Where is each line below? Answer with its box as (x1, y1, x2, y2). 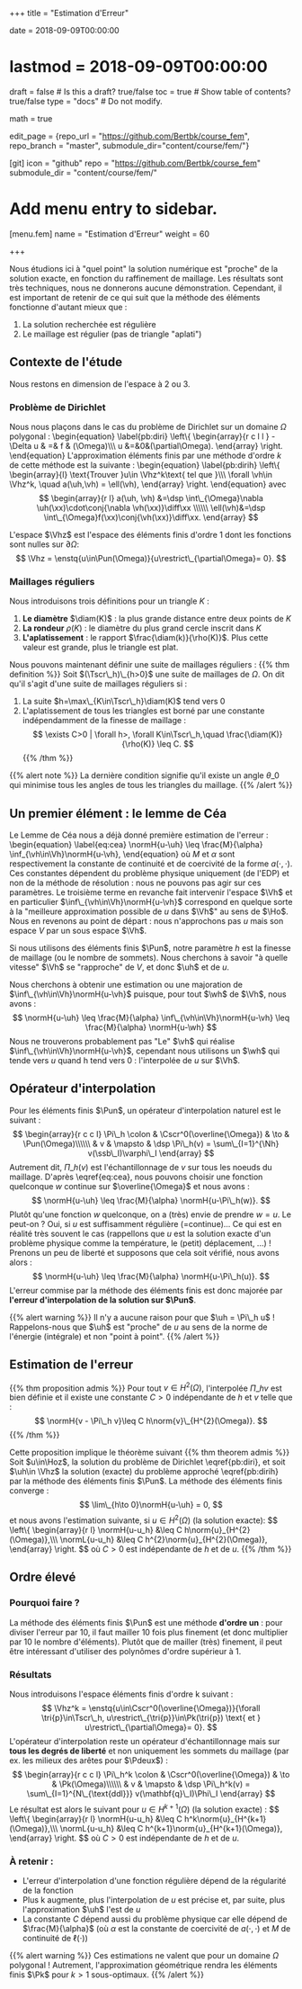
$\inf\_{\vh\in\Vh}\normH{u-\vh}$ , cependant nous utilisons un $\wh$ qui (9, 1045, 280, 1056)
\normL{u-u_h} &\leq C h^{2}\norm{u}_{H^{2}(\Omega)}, (59, 1534, 268, 1546)
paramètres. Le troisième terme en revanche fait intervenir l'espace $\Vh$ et (9, 887, 293, 898)
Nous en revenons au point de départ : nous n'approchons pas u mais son (9, 916, 284, 927)
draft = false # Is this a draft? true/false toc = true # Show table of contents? (9, 85, 291, 97)
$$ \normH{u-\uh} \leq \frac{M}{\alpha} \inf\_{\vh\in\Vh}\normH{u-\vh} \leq (12, 1012, 290, 1024)
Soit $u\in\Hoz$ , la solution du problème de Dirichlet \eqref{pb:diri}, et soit (9, 1456, 286, 1467)
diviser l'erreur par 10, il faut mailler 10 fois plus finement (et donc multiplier (9, 1626, 289, 1637)
